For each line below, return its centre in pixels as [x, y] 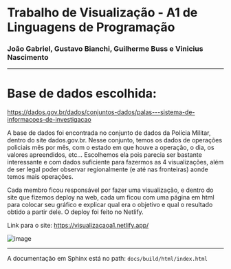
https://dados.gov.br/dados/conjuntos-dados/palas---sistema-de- [101, 112]
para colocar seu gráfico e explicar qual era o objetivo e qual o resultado [110, 205]
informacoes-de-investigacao [49, 120]
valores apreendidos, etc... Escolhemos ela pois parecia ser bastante [105, 155]
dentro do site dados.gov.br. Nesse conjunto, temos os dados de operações [114, 140]
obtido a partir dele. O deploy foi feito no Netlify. [76, 212]
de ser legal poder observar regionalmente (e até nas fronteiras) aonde [108, 169]
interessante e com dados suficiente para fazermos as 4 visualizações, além [115, 162]
